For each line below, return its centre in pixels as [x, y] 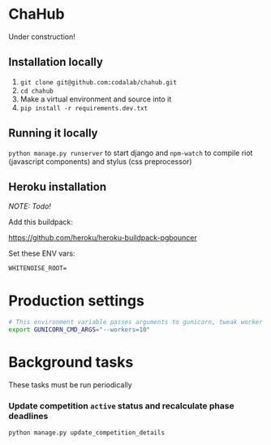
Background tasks [71, 363]
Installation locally [56, 62]
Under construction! [42, 37]
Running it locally [53, 134]
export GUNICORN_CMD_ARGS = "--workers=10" [80, 330]
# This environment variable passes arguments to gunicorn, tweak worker [136, 322]
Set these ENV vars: [42, 253]
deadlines [28, 416]
